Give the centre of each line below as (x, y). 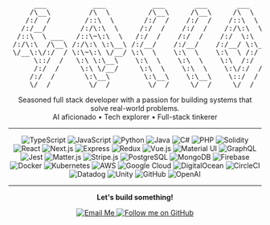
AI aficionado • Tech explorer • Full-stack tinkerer (135, 117)
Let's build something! (135, 197)
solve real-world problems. (135, 108)
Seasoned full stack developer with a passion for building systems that (135, 100)
